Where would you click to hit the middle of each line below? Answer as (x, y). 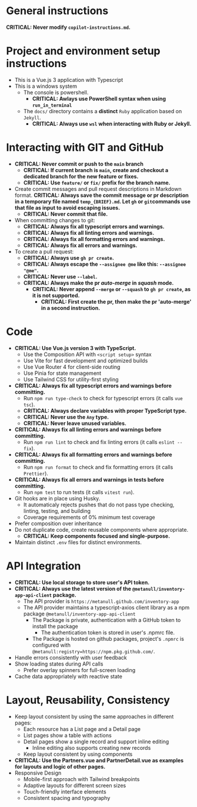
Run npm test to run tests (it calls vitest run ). (79, 492)
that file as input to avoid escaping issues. (67, 207)
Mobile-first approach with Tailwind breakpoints (81, 779)
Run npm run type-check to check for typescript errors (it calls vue (103, 398)
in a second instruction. (71, 308)
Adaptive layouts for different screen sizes (75, 785)
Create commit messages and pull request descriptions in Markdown (98, 189)
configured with (51, 645)
